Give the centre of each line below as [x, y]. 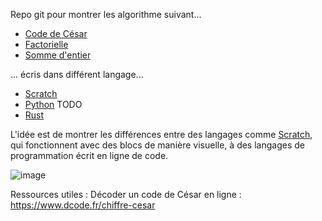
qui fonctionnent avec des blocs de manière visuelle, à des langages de [157, 145]
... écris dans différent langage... [77, 74]
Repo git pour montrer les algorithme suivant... [106, 14]
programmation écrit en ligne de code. [89, 155]
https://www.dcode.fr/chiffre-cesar [83, 205]
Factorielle [46, 44]
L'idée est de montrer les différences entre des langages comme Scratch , [161, 134]
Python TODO [53, 104]
